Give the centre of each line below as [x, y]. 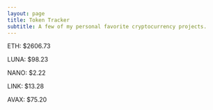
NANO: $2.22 [27, 73]
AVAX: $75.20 [27, 100]
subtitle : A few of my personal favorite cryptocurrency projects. [107, 26]
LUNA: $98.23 [28, 59]
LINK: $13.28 [25, 86]
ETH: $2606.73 [29, 46]
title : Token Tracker [39, 20]
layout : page [26, 13]
